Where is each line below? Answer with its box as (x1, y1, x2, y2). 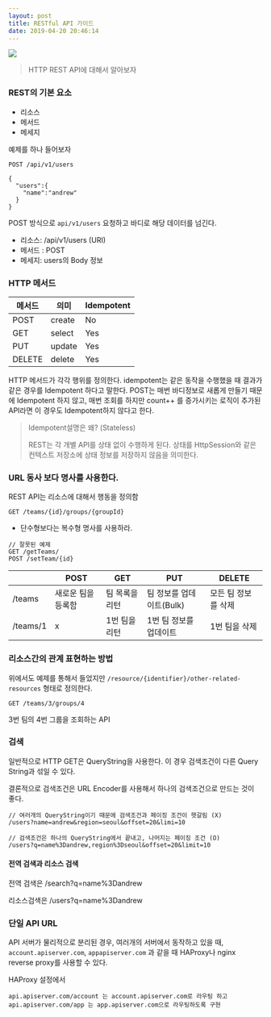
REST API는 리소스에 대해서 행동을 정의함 (8, 492, 139, 502)
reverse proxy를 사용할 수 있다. (8, 957, 108, 968)
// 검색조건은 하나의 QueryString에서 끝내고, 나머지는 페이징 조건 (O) (8, 834, 220, 842)
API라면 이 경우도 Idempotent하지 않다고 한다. (8, 405, 155, 415)
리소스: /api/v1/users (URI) (19, 235, 106, 244)
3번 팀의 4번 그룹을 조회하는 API (8, 715, 110, 724)
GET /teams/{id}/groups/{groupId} (8, 508, 125, 516)
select (50, 327, 74, 339)
